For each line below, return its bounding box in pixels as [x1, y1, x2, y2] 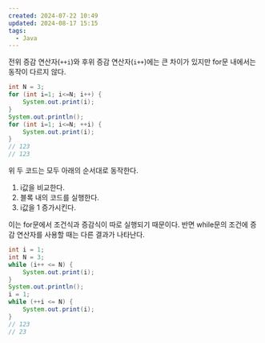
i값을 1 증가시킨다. [19, 203, 76, 212]
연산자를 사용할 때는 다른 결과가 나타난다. [16, 230, 146, 239]
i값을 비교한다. [19, 183, 66, 192]
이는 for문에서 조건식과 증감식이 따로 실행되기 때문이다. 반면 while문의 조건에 [8, 220, 248, 229]
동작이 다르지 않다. [8, 67, 66, 77]
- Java [15, 34, 38, 42]
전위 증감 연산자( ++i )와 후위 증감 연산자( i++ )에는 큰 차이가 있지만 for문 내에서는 [8, 57, 256, 67]
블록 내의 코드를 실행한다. [19, 193, 100, 202]
